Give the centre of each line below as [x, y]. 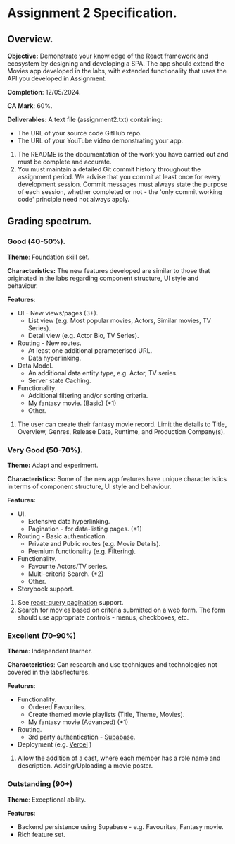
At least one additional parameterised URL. [90, 350]
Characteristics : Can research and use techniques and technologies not [113, 665]
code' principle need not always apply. [74, 199]
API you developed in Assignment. [57, 78]
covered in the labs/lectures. [49, 673]
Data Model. [35, 366]
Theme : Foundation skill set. [49, 257]
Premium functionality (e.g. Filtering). [82, 551]
